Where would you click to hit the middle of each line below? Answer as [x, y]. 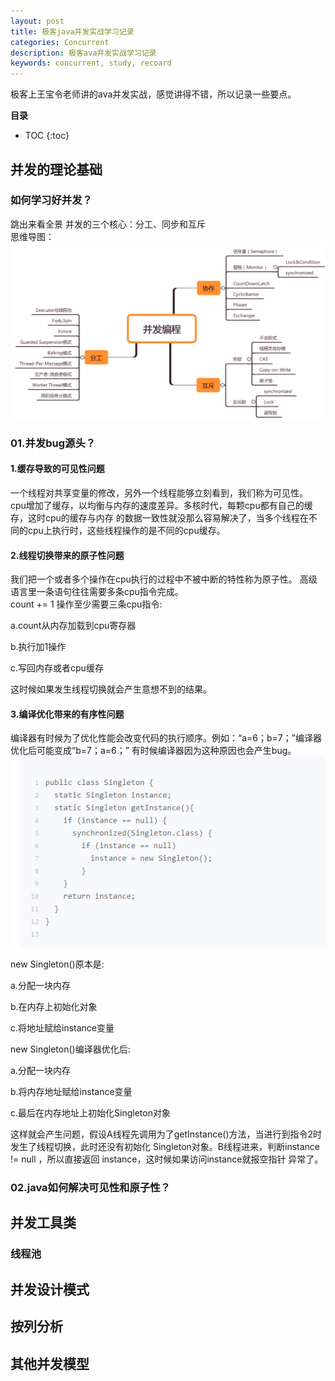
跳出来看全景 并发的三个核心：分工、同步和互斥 [108, 224]
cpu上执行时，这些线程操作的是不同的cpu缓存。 [126, 530]
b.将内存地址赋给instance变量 [71, 1092]
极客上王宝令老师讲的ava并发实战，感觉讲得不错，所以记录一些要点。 [153, 94]
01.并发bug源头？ [53, 443]
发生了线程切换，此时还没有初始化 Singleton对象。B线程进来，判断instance [165, 1147]
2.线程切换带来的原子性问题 [67, 555]
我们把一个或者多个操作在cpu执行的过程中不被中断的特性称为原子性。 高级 [164, 579]
